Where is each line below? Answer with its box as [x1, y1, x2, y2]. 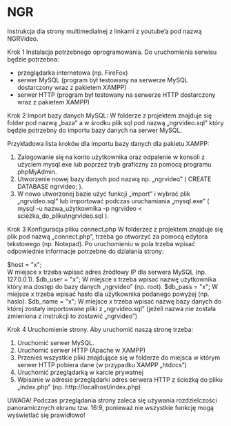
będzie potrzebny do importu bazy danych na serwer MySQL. [7, 126, 183, 134]
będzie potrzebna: [7, 55, 59, 63]
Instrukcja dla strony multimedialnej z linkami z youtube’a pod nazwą [7, 27, 202, 35]
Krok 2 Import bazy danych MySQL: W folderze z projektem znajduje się [7, 111, 212, 120]
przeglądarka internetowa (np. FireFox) [17, 68, 128, 77]
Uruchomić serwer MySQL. [17, 338, 94, 346]
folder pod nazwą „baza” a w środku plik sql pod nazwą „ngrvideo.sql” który [7, 118, 224, 127]
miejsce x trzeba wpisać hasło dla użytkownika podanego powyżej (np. [7, 290, 210, 298]
